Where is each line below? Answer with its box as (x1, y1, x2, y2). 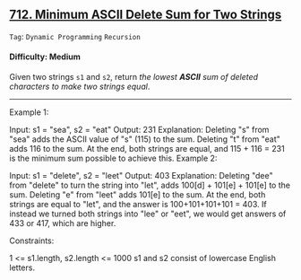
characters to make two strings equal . (9, 81, 150, 92)
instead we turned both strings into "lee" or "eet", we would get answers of (9, 208, 287, 219)
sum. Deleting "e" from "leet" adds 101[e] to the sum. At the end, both (9, 189, 266, 200)
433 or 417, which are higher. (9, 218, 116, 229)
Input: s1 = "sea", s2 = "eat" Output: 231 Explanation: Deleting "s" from (9, 125, 270, 136)
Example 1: (9, 107, 49, 118)
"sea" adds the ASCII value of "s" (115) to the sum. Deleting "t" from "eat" (9, 134, 280, 144)
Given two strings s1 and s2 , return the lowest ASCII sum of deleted (9, 72, 258, 83)
